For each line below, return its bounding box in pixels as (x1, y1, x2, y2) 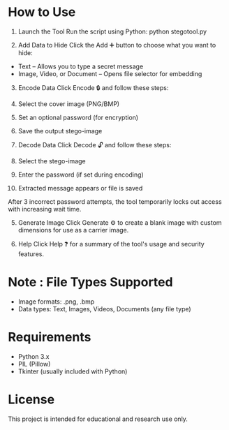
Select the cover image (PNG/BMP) (17, 99, 120, 108)
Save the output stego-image (17, 126, 103, 135)
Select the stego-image (17, 156, 86, 165)
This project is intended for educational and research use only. (8, 415, 188, 423)
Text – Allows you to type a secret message (17, 62, 144, 71)
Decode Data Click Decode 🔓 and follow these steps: (17, 140, 172, 149)
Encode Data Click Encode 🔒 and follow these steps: (17, 83, 169, 91)
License (8, 392, 55, 407)
